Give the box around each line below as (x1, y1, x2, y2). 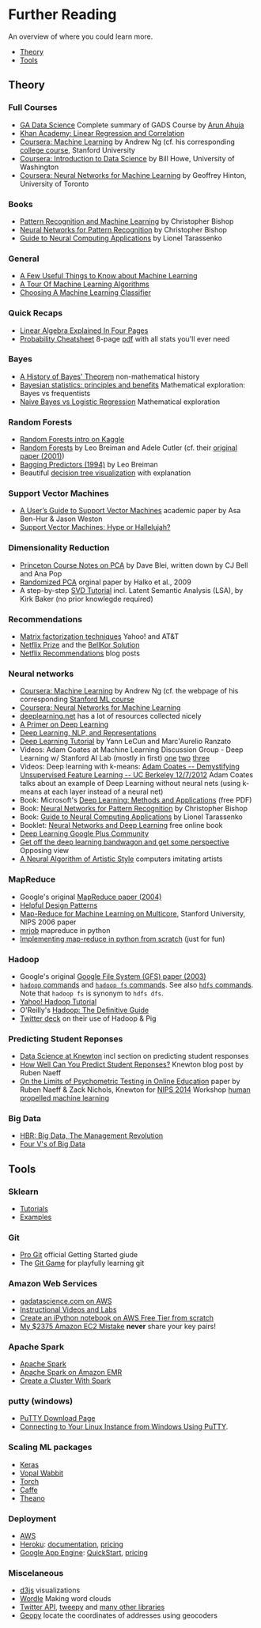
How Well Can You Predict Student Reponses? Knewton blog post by (19, 1060, 244, 1069)
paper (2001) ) (19, 451, 65, 461)
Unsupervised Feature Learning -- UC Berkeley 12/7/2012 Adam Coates (19, 770, 254, 780)
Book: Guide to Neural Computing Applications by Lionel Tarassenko (19, 812, 244, 822)
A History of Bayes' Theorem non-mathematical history (19, 372, 200, 381)
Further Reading (8, 6, 117, 24)
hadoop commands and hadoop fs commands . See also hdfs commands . (19, 980, 254, 989)
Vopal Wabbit (19, 1468, 64, 1478)
